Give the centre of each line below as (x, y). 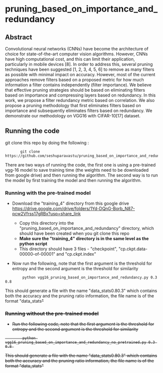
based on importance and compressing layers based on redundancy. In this (81, 95)
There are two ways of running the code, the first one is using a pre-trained (81, 165)
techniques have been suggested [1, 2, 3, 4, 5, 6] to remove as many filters (80, 69)
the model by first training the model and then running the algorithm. (73, 180)
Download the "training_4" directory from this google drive (71, 203)
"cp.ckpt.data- (133, 249)
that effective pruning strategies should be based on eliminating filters (75, 90)
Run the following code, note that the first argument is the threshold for (83, 324)
